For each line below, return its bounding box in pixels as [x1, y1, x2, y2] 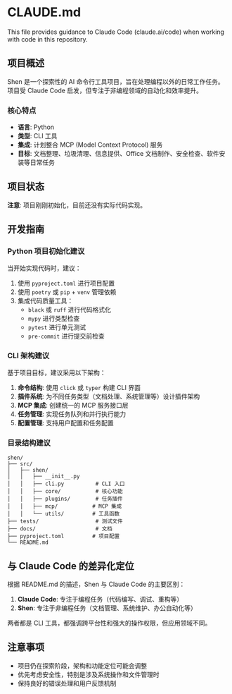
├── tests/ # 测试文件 [7, 518, 123, 525]
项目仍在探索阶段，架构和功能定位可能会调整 [17, 661, 148, 670]
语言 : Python [17, 123, 55, 131]
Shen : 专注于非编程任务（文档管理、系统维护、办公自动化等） [17, 604, 197, 612]
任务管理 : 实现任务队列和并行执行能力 [17, 410, 127, 418]
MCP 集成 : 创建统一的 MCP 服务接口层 [17, 401, 129, 409]
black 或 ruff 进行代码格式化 [27, 305, 111, 314]
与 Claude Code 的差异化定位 [7, 560, 135, 572]
